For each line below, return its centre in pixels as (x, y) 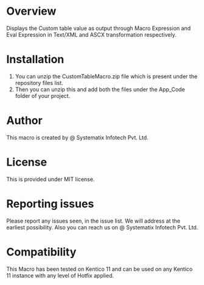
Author (24, 121)
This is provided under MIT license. (51, 179)
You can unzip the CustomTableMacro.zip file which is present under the (106, 76)
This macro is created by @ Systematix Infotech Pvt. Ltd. (77, 137)
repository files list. (39, 83)
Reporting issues (50, 204)
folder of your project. (43, 95)
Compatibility (41, 252)
